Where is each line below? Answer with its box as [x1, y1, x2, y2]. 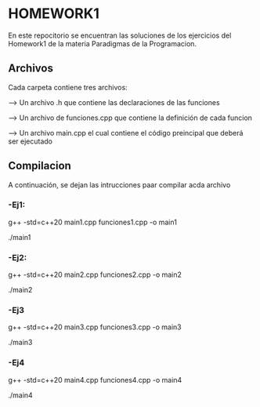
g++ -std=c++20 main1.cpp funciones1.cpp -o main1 [8, 217, 178, 227]
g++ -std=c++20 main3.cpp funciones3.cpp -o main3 [8, 322, 182, 332]
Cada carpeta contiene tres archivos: [8, 82, 128, 92]
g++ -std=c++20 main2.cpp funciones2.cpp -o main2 [8, 270, 182, 279]
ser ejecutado [8, 136, 53, 146]
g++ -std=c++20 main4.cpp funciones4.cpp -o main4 [8, 375, 182, 384]
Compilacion [8, 159, 72, 173]
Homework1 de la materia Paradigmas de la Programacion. [8, 38, 197, 48]
